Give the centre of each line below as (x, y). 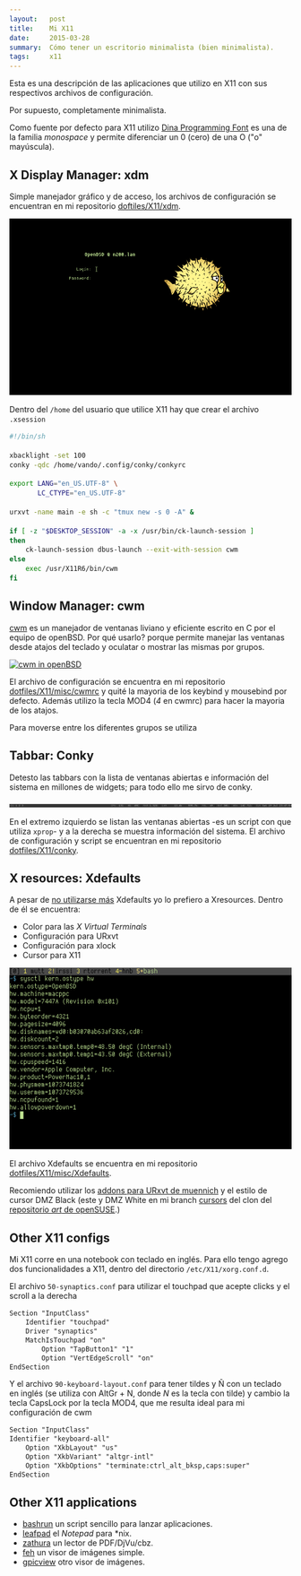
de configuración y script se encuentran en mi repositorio (116, 840)
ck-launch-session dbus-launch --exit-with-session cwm (132, 550)
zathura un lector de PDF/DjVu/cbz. (88, 1543)
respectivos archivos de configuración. (82, 93)
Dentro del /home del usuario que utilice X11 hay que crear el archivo (134, 409)
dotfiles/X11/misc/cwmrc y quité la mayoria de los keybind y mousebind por (148, 691)
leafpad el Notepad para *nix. (77, 1533)
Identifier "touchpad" (68, 1322)
